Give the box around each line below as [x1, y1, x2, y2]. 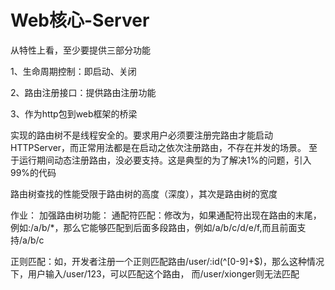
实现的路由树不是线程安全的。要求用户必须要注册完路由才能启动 [10, 129, 273, 141]
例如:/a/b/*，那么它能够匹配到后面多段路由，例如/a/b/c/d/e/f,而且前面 [10, 221, 298, 233]
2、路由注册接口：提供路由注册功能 [10, 86, 157, 98]
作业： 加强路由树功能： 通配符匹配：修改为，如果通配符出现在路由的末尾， [10, 209, 322, 221]
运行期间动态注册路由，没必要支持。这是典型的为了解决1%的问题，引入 [18, 154, 312, 166]
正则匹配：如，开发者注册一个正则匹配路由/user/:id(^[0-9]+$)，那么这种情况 [10, 255, 325, 267]
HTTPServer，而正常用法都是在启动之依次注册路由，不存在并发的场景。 [10, 141, 307, 153]
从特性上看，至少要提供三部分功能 [10, 44, 151, 56]
